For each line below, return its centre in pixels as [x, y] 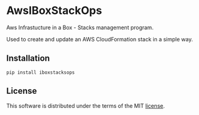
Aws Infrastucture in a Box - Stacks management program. [80, 27]
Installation [28, 58]
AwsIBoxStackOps [54, 11]
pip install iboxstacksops [41, 72]
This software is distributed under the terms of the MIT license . [85, 106]
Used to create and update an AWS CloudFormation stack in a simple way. [100, 39]
